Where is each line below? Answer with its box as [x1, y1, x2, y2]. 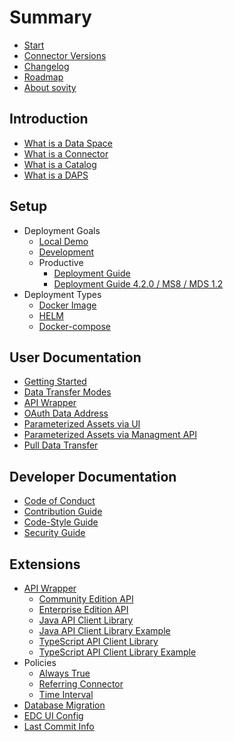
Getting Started [23, 376, 87, 388]
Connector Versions [23, 49, 107, 61]
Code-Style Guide [23, 516, 99, 528]
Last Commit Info [23, 721, 95, 732]
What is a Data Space [23, 137, 113, 149]
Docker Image [38, 299, 97, 311]
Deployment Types [23, 288, 102, 300]
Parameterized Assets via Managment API [23, 429, 197, 441]
